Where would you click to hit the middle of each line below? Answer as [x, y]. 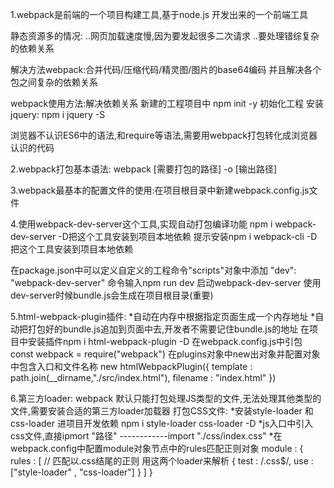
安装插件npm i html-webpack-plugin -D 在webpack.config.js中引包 [165, 341]
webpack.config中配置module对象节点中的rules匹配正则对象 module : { [157, 448]
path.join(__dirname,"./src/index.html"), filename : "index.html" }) [143, 377]
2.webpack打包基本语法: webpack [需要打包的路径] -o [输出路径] [143, 169]
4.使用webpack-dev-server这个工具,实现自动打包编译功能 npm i [141, 224]
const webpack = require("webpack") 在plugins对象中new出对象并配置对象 [165, 354]
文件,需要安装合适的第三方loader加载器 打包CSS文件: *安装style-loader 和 [162, 411]
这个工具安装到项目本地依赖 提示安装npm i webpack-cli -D [197, 236]
